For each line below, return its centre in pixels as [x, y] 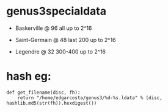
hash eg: [29, 76]
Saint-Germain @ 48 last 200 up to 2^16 [65, 40]
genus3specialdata [57, 11]
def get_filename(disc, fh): [43, 93]
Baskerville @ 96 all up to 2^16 [53, 28]
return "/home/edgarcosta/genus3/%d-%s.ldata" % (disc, [90, 98]
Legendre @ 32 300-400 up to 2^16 [60, 51]
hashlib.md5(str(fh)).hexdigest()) [52, 103]
